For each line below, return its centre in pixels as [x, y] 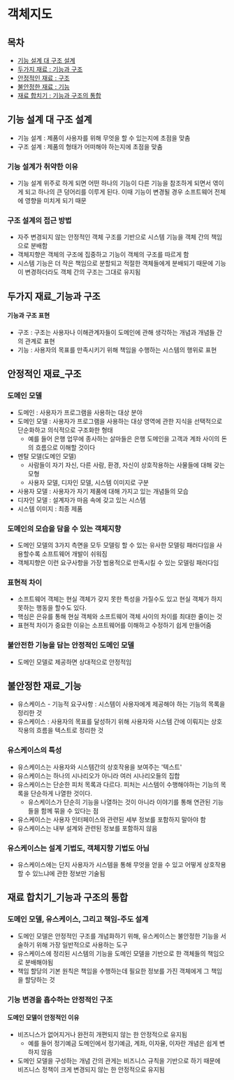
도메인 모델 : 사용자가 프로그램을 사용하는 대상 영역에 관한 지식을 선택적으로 [120, 421]
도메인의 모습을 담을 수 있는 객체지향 [64, 528]
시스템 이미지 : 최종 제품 [50, 508]
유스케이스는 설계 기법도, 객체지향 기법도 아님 [79, 848]
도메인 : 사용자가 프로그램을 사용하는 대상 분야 [80, 412]
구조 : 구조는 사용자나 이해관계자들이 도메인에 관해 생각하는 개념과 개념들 [116, 332]
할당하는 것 [40, 979]
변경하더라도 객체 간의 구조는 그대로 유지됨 [83, 272]
